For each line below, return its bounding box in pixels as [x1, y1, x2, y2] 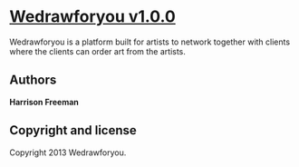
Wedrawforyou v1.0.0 [9, 6, 177, 27]
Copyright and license [9, 123, 138, 138]
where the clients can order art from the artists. [9, 45, 186, 56]
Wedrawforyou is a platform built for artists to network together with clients [9, 36, 291, 47]
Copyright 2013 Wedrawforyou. [9, 147, 127, 158]
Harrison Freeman [9, 96, 80, 107]
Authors [9, 73, 57, 88]
